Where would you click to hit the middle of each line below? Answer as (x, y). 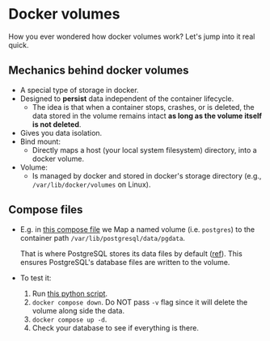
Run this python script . (70, 293)
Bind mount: (40, 141)
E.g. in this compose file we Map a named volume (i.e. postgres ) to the (137, 229)
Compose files (46, 210)
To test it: (36, 278)
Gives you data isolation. (61, 133)
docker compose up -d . (70, 319)
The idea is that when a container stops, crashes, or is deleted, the (143, 107)
